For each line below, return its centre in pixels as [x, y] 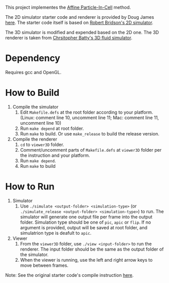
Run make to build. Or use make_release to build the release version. [90, 133]
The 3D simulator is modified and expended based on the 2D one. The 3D [82, 32]
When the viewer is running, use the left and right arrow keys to [86, 260]
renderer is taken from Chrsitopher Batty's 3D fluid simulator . [69, 38]
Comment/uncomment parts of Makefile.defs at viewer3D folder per [91, 150]
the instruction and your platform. [55, 155]
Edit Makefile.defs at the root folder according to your [77, 112]
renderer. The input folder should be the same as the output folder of [92, 249]
